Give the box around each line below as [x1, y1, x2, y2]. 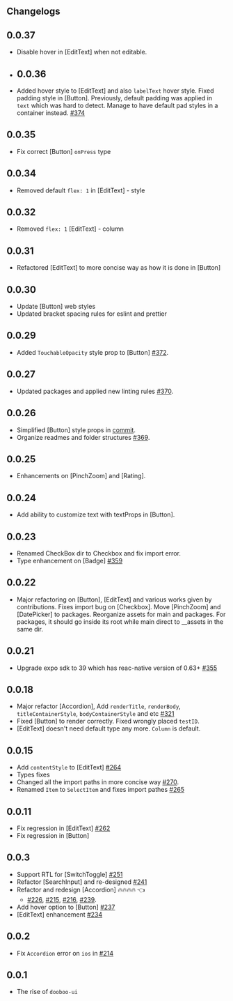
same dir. [16, 625, 43, 633]
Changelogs [6, 6, 61, 17]
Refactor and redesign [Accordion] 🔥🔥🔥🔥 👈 [16, 885, 145, 894]
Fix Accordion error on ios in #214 [16, 949, 114, 957]
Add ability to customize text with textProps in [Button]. [16, 510, 175, 519]
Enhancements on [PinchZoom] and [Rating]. [16, 472, 146, 480]
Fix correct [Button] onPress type [16, 147, 111, 155]
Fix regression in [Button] [16, 832, 90, 840]
